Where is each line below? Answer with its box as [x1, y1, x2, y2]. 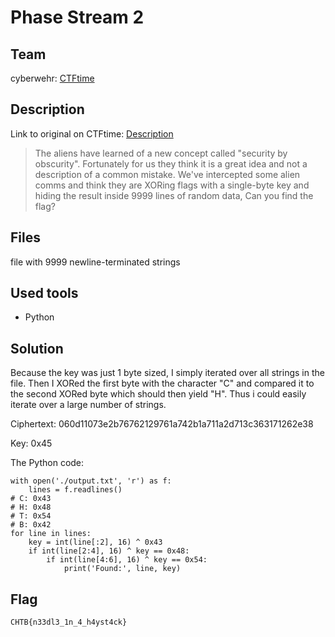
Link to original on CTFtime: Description [10, 127, 174, 140]
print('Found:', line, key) [63, 564, 182, 574]
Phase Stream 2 [10, 6, 145, 29]
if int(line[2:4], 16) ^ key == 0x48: [28, 546, 190, 556]
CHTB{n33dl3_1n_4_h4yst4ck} [10, 617, 128, 628]
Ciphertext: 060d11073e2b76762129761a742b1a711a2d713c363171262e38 [10, 418, 314, 430]
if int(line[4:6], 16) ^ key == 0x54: [46, 555, 208, 565]
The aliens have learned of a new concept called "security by [34, 147, 288, 159]
